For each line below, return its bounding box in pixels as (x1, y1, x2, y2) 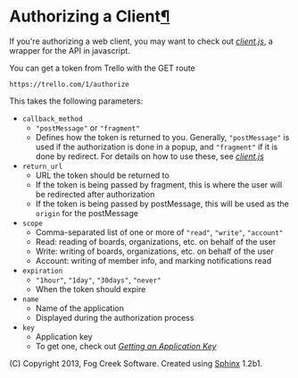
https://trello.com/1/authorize (9, 80, 129, 88)
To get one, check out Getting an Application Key (35, 340, 217, 351)
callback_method (21, 114, 83, 123)
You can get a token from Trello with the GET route (9, 63, 196, 73)
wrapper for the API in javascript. (9, 45, 131, 55)
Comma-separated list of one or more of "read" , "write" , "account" (35, 226, 284, 238)
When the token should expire (35, 283, 146, 294)
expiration (21, 266, 63, 275)
